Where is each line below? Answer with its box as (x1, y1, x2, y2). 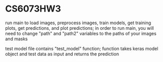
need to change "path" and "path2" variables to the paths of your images (5, 30, 156, 36)
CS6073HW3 (5, 3, 61, 15)
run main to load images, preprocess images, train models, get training (5, 20, 151, 26)
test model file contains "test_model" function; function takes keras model (5, 45, 158, 51)
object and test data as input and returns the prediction (5, 51, 119, 57)
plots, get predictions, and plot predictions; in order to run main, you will (5, 25, 154, 31)
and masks (5, 36, 28, 42)
